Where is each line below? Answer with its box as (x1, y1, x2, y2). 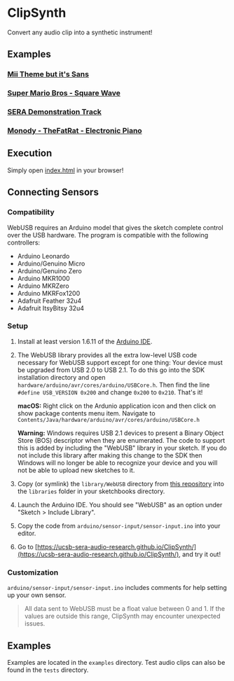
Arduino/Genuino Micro (17, 259, 85, 268)
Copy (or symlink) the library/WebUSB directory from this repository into (17, 479, 224, 488)
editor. (17, 529, 36, 537)
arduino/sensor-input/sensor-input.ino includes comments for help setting (7, 584, 228, 592)
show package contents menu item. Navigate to (17, 408, 156, 418)
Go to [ (17, 542, 38, 551)
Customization (7, 567, 59, 577)
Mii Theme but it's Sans (7, 69, 90, 79)
